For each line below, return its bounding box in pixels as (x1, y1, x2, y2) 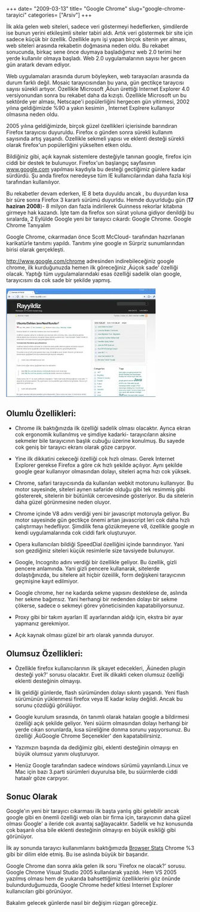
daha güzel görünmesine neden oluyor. (14, 498, 112, 506)
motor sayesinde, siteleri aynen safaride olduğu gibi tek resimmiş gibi (14, 485, 186, 492)
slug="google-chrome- (128, 5, 186, 12)
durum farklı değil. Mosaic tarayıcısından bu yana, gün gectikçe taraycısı (6, 79, 184, 86)
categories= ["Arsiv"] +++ (27, 11, 93, 19)
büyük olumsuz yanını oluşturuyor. (14, 750, 100, 757)
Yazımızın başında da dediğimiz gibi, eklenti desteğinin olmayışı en (14, 743, 179, 751)
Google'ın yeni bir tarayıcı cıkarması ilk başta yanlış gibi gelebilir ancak (6, 807, 180, 815)
